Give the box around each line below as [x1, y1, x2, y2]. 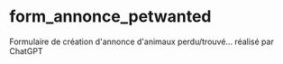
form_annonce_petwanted [9, 6, 212, 27]
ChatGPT [9, 45, 43, 56]
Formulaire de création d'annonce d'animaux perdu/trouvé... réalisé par [9, 36, 275, 47]
